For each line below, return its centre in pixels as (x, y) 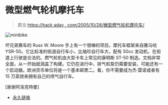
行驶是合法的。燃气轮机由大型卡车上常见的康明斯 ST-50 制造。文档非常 (87, 57)
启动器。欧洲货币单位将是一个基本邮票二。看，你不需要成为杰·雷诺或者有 (84, 70)
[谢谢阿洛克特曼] (22, 87)
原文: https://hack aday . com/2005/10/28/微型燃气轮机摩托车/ (81, 25)
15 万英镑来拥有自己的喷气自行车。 (41, 76)
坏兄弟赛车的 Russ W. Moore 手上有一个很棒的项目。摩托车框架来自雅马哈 (81, 45)
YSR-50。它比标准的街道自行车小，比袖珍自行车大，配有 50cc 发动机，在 (81, 51)
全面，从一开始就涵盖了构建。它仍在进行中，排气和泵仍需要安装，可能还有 (82, 64)
